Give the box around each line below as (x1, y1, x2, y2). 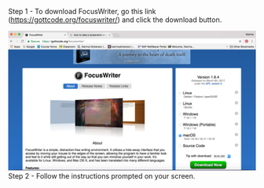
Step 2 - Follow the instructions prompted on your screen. (8, 171, 196, 180)
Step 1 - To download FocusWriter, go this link (8, 7, 156, 16)
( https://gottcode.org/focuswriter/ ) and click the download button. (8, 15, 222, 24)
